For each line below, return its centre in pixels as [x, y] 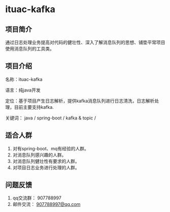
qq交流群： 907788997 [37, 198]
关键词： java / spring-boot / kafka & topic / [51, 118]
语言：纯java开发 [23, 90]
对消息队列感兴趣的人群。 [39, 155]
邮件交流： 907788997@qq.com [46, 204]
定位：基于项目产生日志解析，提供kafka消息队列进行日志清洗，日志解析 [80, 101]
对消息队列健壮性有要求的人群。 [46, 161]
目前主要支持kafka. [34, 107]
